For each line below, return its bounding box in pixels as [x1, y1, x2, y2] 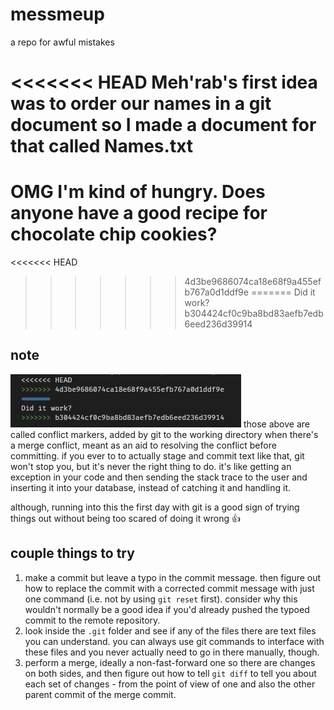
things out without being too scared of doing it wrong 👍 [10, 512, 241, 524]
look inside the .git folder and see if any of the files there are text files [24, 624, 317, 637]
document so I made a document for [10, 114, 317, 137]
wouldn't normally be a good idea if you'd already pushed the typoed [24, 603, 310, 615]
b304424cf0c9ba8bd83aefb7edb [184, 308, 324, 320]
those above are [243, 418, 310, 430]
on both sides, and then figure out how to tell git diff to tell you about [24, 667, 317, 679]
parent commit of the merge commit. [24, 688, 177, 700]
